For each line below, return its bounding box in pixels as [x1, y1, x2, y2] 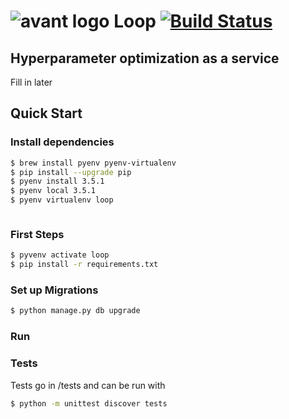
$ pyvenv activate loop [10, 250, 110, 260]
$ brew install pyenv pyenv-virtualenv [10, 158, 177, 168]
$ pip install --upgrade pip [10, 167, 132, 177]
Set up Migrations [10, 283, 99, 297]
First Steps [10, 227, 65, 241]
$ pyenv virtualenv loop [10, 195, 114, 205]
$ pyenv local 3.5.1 [10, 186, 97, 196]
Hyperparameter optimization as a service [10, 50, 280, 67]
